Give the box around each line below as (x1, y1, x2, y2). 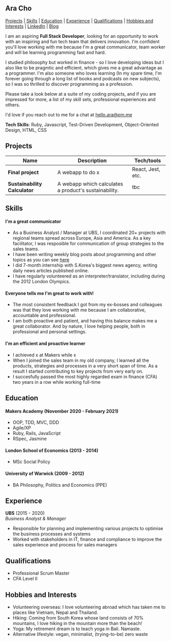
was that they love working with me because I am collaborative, (12, 307, 146, 313)
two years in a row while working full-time (12, 379, 101, 385)
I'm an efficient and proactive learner (5, 340, 85, 347)
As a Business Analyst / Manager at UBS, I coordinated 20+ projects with (12, 230, 166, 236)
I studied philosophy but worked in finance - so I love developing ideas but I (5, 59, 164, 65)
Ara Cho (5, 4, 32, 13)
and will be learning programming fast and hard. (5, 49, 106, 55)
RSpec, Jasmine (12, 435, 47, 442)
